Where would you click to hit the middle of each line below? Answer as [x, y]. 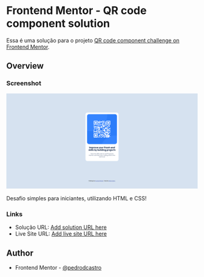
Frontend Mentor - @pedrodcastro [58, 268]
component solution [58, 23]
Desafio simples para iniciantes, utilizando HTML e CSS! [76, 198]
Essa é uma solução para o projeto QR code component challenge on [93, 40]
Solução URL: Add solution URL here [61, 227]
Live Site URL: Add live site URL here [61, 234]
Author [20, 253]
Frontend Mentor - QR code [76, 11]
